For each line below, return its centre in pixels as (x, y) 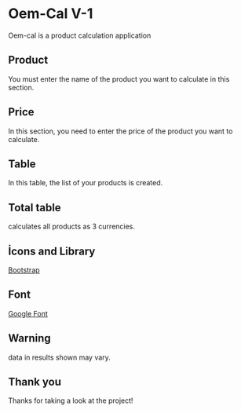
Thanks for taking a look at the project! (71, 400)
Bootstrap (24, 270)
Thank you (35, 382)
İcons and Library (52, 251)
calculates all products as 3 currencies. (72, 227)
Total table (35, 208)
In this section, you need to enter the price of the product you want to (120, 131)
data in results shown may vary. (60, 357)
